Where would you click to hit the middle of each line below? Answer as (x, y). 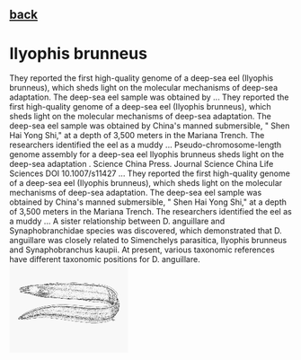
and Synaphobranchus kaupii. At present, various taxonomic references (142, 250)
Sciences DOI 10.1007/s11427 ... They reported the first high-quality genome (150, 173)
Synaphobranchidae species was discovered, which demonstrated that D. (146, 231)
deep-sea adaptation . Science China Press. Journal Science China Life (142, 164)
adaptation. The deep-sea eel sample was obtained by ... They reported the (149, 97)
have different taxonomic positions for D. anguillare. (105, 259)
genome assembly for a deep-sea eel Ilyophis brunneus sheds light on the (147, 154)
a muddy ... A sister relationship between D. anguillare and (117, 221)
